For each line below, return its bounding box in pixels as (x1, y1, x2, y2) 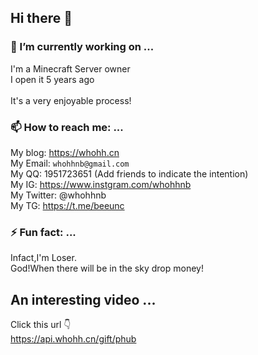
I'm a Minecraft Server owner (10, 62, 131, 75)
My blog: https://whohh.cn (10, 146, 120, 158)
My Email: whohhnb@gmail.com (10, 157, 130, 169)
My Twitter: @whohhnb (10, 189, 107, 201)
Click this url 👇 (10, 319, 72, 331)
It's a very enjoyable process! (10, 94, 132, 106)
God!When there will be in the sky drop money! (10, 262, 204, 275)
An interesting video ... (10, 291, 157, 308)
